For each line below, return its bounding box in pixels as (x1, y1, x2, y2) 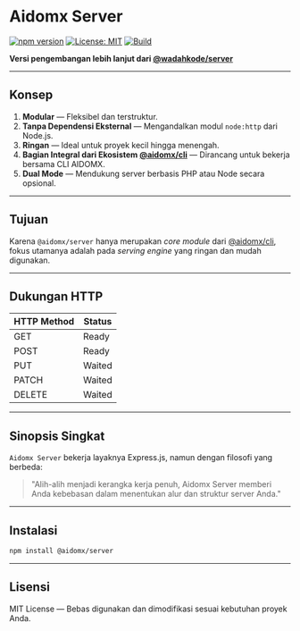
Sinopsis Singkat (9, 428, 105, 443)
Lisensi (9, 579, 51, 595)
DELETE (13, 389, 47, 401)
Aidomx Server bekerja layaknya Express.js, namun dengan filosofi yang (9, 452, 273, 463)
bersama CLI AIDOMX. (21, 158, 105, 169)
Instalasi (9, 523, 58, 538)
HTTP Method (13, 315, 75, 328)
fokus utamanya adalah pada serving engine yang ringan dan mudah (9, 245, 262, 256)
